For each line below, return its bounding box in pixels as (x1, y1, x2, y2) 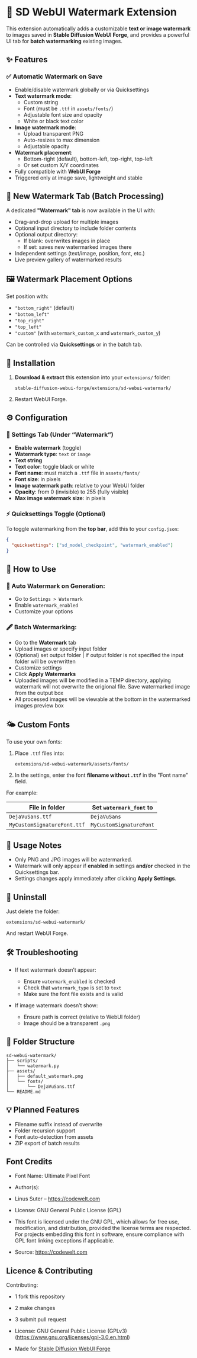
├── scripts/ (6, 1058, 38, 1064)
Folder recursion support (14, 1127, 76, 1134)
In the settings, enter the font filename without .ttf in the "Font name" (14, 771, 188, 779)
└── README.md (6, 1088, 41, 1095)
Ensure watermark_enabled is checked (23, 978, 115, 985)
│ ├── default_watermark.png (6, 1073, 83, 1079)
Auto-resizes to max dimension (23, 136, 100, 143)
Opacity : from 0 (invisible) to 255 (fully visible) (14, 488, 129, 495)
